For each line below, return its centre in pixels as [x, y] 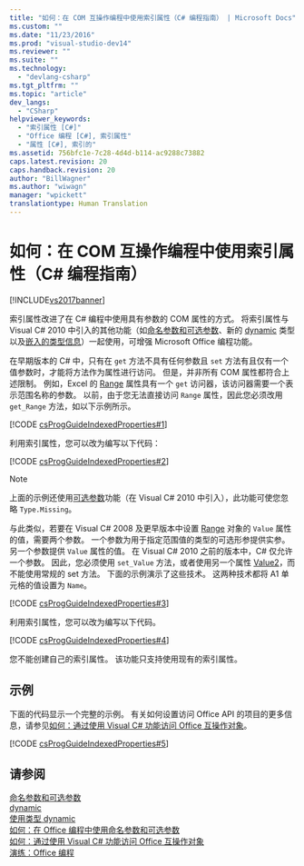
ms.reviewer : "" [40, 52]
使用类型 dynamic [43, 819]
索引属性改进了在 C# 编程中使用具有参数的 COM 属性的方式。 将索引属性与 [149, 318]
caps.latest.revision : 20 [58, 161]
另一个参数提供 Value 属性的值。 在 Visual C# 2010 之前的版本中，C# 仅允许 [151, 551]
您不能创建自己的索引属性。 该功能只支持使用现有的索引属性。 [126, 659]
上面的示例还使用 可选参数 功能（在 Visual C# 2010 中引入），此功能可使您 [145, 497]
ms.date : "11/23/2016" [52, 35]
